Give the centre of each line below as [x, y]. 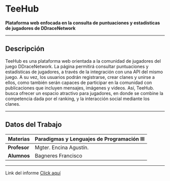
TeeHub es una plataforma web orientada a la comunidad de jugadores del [83, 61]
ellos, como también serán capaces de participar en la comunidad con [79, 82]
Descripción [25, 49]
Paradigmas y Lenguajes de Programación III [90, 139]
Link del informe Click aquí [33, 173]
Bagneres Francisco [58, 156]
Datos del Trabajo [34, 125]
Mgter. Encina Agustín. [62, 147]
